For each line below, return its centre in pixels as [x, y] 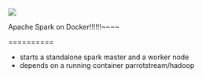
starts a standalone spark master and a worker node [104, 57]
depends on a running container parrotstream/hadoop [107, 65]
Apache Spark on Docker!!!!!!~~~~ [64, 27]
